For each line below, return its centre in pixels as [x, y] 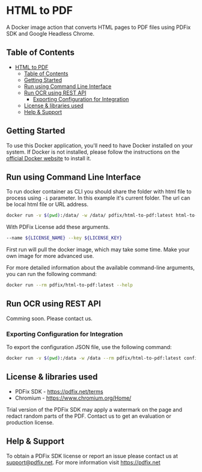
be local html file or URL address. [47, 204]
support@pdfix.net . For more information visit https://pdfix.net [83, 462]
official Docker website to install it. [49, 158]
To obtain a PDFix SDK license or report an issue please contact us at [92, 456]
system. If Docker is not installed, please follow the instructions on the [93, 152]
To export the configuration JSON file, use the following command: [89, 347]
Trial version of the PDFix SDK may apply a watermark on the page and [94, 409]
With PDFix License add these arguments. [58, 227]
